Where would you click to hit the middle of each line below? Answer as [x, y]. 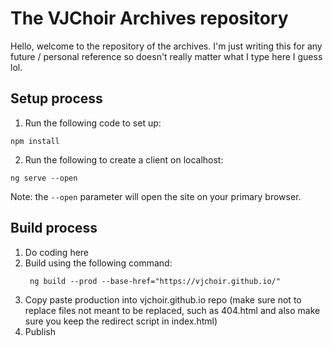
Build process [54, 228]
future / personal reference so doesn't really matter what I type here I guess [166, 56]
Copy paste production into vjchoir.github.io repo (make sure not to [163, 299]
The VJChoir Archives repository [149, 18]
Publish [40, 331]
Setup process [56, 98]
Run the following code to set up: [93, 123]
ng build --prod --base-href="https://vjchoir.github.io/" [155, 281]
